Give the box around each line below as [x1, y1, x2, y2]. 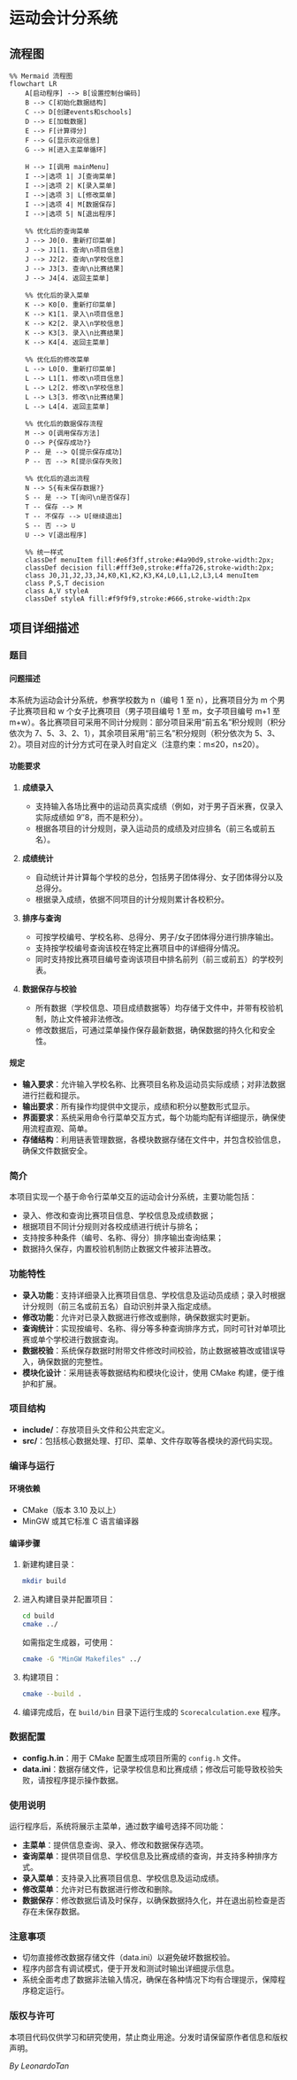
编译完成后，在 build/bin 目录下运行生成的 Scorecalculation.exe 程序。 [21, 1706, 286, 1717]
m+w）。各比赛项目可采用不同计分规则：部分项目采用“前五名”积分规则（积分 [9, 717, 286, 727]
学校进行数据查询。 [52, 1334, 124, 1345]
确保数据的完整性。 [37, 1356, 108, 1367]
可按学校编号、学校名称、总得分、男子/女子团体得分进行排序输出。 [34, 931, 278, 942]
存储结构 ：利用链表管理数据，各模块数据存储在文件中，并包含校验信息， [21, 1134, 286, 1145]
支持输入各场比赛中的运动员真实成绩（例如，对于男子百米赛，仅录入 [34, 801, 284, 811]
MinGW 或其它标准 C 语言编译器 [21, 1516, 140, 1526]
